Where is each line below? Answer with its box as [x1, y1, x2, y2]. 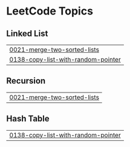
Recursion [6, 76, 46, 86]
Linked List [6, 28, 48, 39]
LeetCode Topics [6, 4, 94, 18]
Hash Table [6, 114, 50, 124]
